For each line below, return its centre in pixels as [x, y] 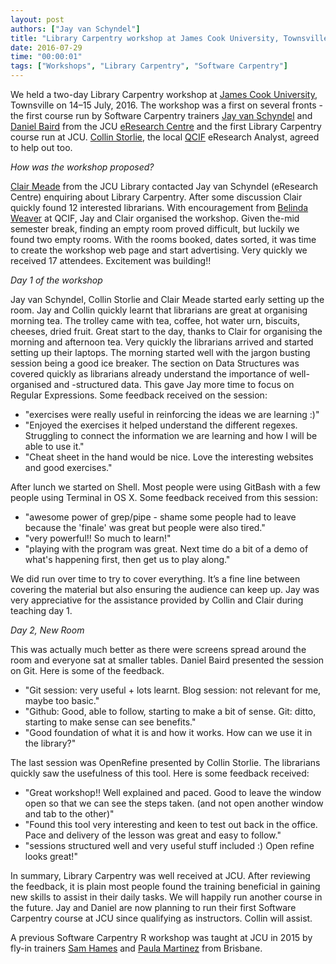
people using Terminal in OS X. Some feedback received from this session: [164, 497]
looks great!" [51, 856]
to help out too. [41, 147]
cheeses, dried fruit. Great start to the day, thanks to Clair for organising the [166, 331]
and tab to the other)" [69, 814]
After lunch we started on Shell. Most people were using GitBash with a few [166, 487]
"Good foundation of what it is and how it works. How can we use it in [168, 732]
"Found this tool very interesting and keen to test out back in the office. [171, 824]
